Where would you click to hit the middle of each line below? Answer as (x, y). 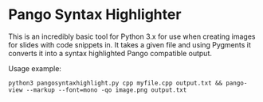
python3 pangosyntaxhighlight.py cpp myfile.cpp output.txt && (116, 83)
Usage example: (35, 68)
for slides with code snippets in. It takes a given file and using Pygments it (130, 44)
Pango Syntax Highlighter (95, 15)
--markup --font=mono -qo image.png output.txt (106, 90)
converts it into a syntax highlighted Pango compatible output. (110, 53)
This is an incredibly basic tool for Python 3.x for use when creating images (132, 36)
